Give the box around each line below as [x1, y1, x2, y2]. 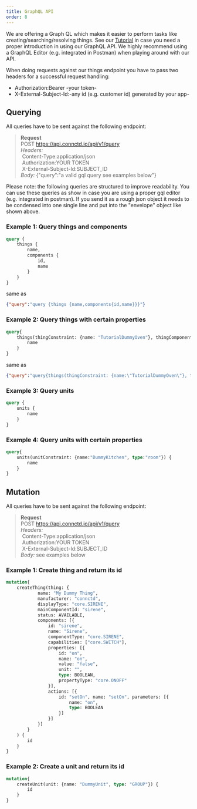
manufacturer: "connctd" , [37, 595, 101, 602]
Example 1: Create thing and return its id [6, 566, 122, 574]
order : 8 [6, 14, 28, 20]
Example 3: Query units [6, 386, 74, 395]
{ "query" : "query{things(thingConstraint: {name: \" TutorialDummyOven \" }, [6, 373, 188, 379]
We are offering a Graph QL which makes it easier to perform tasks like [6, 30, 178, 37]
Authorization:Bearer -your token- [14, 84, 97, 91]
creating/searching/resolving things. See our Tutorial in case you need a [6, 36, 181, 43]
